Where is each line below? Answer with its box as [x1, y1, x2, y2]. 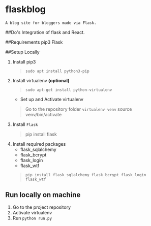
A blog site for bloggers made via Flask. [5, 20, 97, 25]
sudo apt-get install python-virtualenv [25, 87, 112, 92]
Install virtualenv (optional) [12, 77, 70, 83]
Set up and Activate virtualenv [20, 96, 84, 102]
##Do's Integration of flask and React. [5, 29, 85, 35]
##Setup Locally [5, 49, 40, 55]
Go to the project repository [12, 204, 71, 210]
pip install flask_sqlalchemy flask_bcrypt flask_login [25, 172, 146, 177]
